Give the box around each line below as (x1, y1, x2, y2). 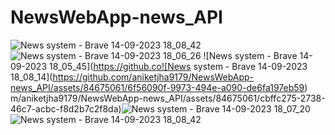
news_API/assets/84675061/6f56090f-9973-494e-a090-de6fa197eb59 (10, 81, 305, 93)
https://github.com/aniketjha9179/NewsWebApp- (52, 71, 254, 83)
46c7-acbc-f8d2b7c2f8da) (10, 102, 122, 115)
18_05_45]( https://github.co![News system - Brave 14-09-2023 (48, 60, 308, 72)
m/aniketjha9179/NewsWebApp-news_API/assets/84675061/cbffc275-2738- (10, 92, 326, 104)
